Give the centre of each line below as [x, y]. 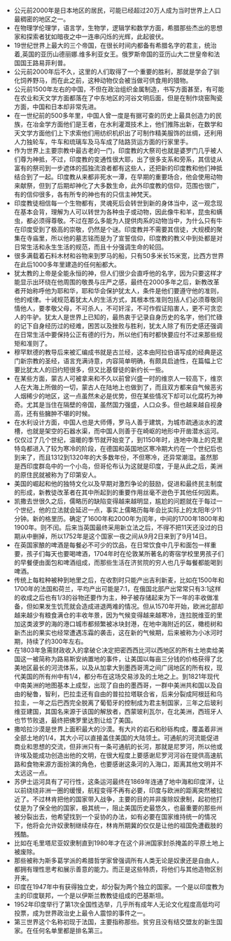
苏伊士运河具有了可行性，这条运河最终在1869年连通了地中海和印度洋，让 [119, 781]
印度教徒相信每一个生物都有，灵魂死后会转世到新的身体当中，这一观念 [115, 203]
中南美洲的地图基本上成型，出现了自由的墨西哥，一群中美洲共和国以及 [115, 685]
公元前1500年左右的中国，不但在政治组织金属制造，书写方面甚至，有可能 [119, 89]
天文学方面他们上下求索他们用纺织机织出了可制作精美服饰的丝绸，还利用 [118, 133]
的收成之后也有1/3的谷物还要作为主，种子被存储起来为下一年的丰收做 [113, 597]
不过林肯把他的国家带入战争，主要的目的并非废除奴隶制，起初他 [125, 799]
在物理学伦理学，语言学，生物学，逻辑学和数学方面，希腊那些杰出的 [112, 28]
